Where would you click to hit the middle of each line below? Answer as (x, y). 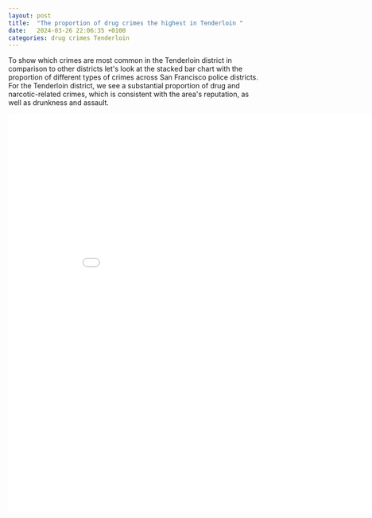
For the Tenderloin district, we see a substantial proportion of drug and (124, 86)
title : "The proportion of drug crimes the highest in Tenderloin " (126, 23)
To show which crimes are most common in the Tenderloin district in (120, 60)
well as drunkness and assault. (59, 103)
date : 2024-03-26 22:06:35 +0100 (67, 30)
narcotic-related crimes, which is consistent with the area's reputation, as (129, 94)
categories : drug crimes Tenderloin (69, 38)
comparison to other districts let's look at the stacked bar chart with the (126, 69)
